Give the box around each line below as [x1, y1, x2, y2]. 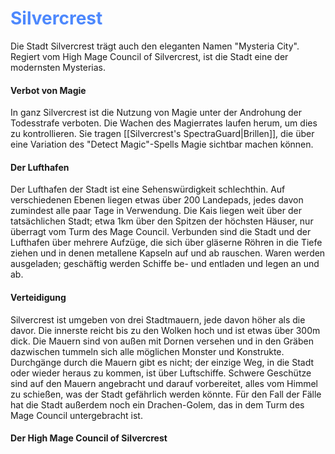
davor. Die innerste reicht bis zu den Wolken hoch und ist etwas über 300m [10, 324, 321, 336]
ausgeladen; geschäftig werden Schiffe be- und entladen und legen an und [10, 258, 320, 270]
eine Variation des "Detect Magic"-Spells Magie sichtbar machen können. [10, 138, 314, 151]
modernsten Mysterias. [10, 61, 107, 73]
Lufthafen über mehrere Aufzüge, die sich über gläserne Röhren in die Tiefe [10, 237, 323, 249]
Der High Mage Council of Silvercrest [10, 432, 168, 444]
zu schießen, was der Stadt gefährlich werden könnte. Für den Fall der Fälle [10, 388, 322, 400]
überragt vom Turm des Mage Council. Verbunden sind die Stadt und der [10, 226, 312, 238]
